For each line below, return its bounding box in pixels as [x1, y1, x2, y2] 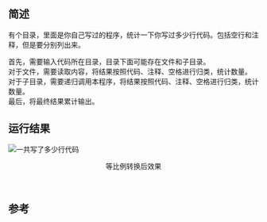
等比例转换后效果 [106, 161, 161, 170]
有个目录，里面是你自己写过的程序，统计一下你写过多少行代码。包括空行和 [8, 30, 252, 40]
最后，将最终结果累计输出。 [8, 96, 99, 105]
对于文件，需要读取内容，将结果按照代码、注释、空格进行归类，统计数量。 [8, 67, 252, 76]
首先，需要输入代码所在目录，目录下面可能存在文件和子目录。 [8, 56, 211, 66]
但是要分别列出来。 [21, 40, 85, 49]
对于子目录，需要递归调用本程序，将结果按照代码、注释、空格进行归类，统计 [8, 76, 259, 86]
